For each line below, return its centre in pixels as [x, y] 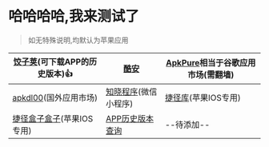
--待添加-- [187, 125]
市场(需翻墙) [211, 75]
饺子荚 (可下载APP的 [51, 62]
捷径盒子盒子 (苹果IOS [53, 118]
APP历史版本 [130, 118]
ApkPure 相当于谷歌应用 [211, 63]
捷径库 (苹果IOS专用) [203, 97]
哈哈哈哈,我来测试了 [74, 16]
